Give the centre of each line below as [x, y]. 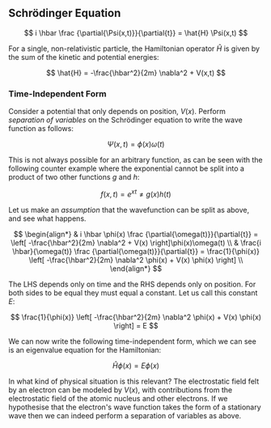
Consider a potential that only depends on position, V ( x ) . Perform [117, 112]
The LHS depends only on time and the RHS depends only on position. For [132, 284]
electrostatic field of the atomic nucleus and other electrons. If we [118, 398]
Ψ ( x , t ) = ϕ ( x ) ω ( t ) [136, 144]
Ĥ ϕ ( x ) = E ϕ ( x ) [136, 365]
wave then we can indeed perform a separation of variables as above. [125, 415]
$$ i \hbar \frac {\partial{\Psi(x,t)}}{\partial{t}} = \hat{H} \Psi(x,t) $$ [136, 32]
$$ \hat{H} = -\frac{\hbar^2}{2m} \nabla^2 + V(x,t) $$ [136, 73]
